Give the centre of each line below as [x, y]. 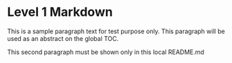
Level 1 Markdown [60, 12]
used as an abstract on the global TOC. [63, 38]
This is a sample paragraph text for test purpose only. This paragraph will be [116, 31]
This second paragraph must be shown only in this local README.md [106, 52]
